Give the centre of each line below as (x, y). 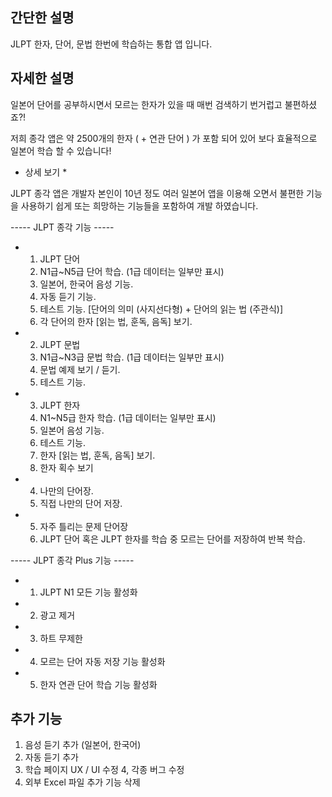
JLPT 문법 (60, 344)
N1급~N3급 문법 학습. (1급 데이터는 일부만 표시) (132, 357)
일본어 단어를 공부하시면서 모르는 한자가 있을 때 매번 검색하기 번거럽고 (146, 104)
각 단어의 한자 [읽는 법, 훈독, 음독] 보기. (116, 321)
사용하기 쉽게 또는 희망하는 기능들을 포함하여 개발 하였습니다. (139, 205)
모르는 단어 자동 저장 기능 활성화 (102, 661)
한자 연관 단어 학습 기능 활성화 (98, 684)
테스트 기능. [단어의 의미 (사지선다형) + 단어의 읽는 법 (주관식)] (161, 309)
